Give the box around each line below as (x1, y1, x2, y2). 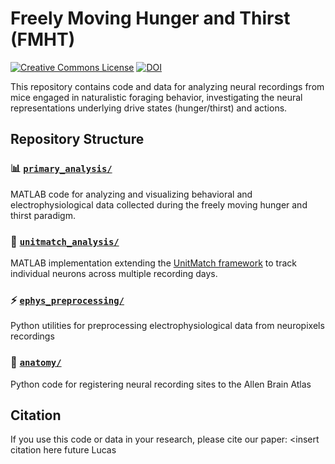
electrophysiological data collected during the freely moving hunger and (10, 198, 308, 211)
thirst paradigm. (10, 209, 76, 221)
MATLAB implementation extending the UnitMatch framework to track (10, 257, 297, 269)
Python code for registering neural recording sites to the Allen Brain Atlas (10, 378, 312, 390)
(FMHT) (10, 28, 76, 51)
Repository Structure (10, 131, 145, 148)
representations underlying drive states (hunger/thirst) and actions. (10, 102, 288, 114)
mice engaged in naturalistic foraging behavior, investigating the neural (10, 91, 303, 103)
